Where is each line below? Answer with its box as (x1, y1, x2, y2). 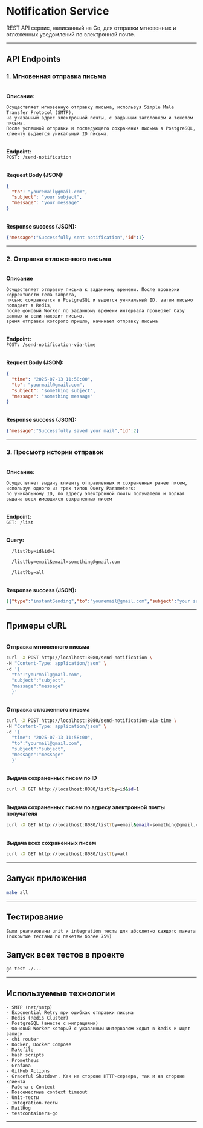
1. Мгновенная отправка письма (6, 72, 107, 81)
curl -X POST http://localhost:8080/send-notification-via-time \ (6, 718, 177, 724)
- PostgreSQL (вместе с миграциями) (6, 1020, 98, 1027)
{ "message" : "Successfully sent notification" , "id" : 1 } (6, 235, 145, 241)
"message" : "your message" (11, 200, 80, 206)
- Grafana (6, 1063, 31, 1069)
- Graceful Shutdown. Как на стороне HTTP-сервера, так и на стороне (6, 1073, 185, 1080)
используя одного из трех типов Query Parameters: (6, 485, 137, 492)
